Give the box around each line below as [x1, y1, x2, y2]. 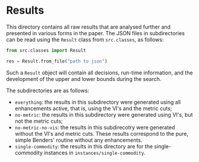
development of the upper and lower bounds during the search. [6, 75, 162, 82]
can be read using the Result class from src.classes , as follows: [6, 36, 164, 43]
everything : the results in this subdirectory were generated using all [14, 98, 181, 105]
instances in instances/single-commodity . [43, 149, 146, 156]
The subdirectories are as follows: [6, 87, 90, 94]
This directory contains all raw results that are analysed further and [6, 23, 171, 30]
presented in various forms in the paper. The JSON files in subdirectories [6, 29, 185, 36]
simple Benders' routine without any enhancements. [14, 136, 143, 144]
